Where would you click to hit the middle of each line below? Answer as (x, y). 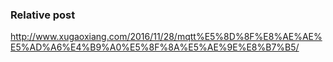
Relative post (43, 15)
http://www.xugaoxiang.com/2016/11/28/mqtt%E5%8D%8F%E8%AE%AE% (166, 37)
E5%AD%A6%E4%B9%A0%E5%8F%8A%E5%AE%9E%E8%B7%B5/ (155, 47)
